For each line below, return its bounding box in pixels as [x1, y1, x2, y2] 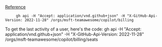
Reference [5, 4, 26, 10]
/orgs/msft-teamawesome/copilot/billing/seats [5, 36, 98, 42]
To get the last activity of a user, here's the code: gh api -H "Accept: [5, 26, 142, 32]
